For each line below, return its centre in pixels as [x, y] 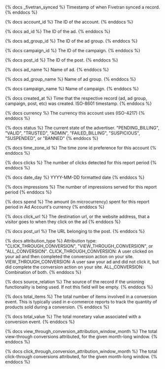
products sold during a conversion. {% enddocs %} [57, 307]
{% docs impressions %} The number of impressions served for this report [81, 187]
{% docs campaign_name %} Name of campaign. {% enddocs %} [72, 89]
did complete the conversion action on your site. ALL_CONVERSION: [74, 267]
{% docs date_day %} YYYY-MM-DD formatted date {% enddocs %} [75, 177]
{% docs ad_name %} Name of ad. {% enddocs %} [57, 69]
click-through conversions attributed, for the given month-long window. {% [81, 356]
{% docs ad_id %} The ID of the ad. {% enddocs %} [58, 31]
